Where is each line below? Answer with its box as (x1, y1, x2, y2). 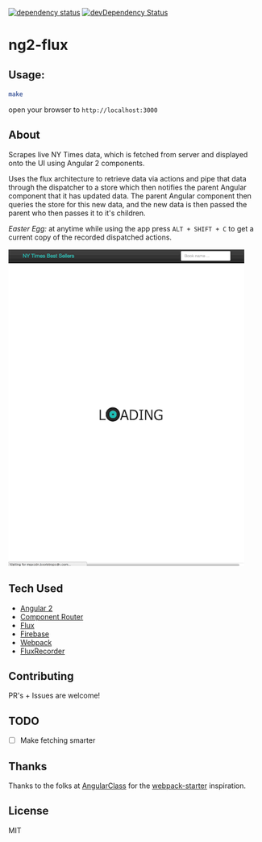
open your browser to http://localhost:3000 (8, 105, 158, 115)
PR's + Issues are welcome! (8, 690, 101, 701)
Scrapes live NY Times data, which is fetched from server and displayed (8, 149, 248, 159)
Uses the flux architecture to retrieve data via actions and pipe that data (8, 173, 247, 183)
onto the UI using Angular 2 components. (8, 158, 145, 168)
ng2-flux (8, 36, 69, 54)
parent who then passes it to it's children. (8, 208, 147, 218)
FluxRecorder (19, 646, 65, 656)
